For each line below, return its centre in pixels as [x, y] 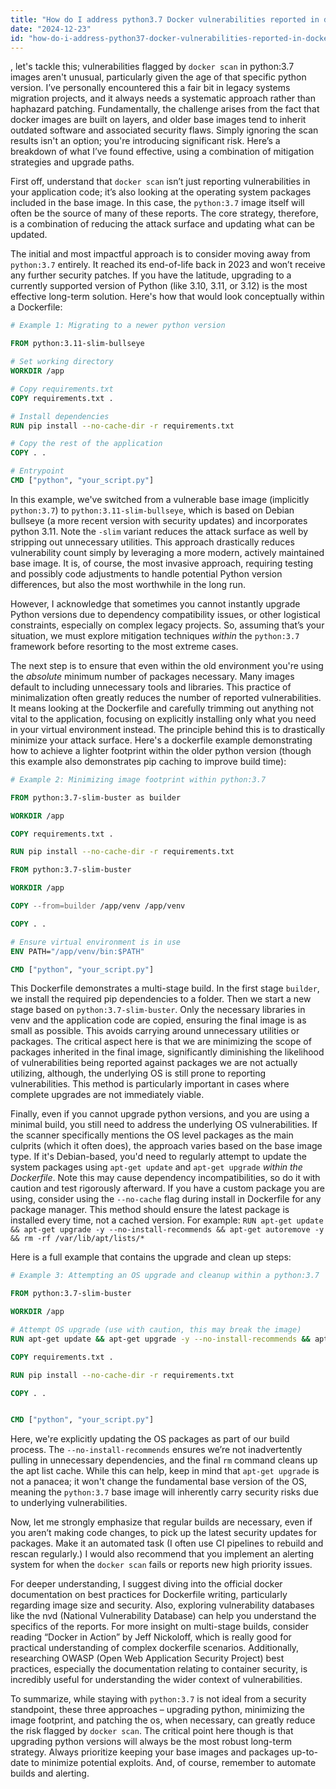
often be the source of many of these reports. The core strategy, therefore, [164, 213]
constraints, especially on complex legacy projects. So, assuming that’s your [167, 625]
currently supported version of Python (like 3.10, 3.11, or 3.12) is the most [159, 286]
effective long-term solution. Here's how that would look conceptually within [167, 297]
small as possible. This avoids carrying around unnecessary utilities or [155, 1031]
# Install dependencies [60, 416]
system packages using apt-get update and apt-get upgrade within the [156, 1167]
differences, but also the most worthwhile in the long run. [128, 584]
